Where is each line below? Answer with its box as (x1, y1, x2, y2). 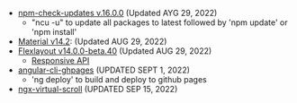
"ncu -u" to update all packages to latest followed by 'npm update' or (31, 17, 288, 28)
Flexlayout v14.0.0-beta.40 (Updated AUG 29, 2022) (17, 46, 212, 56)
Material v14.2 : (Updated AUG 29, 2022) (17, 36, 167, 47)
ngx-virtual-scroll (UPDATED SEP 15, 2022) (17, 84, 178, 94)
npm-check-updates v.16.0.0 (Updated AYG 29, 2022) (17, 8, 218, 18)
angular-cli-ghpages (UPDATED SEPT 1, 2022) (17, 64, 191, 75)
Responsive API (31, 56, 90, 65)
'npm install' (31, 27, 77, 37)
